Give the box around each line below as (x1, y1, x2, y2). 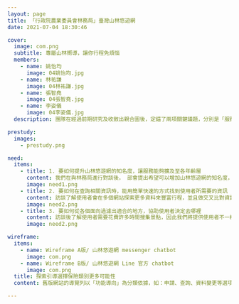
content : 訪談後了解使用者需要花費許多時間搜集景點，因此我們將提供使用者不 (26, 214, 225, 221)
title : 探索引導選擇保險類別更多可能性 (14, 273, 116, 281)
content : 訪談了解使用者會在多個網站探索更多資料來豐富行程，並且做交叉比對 (26, 194, 225, 201)
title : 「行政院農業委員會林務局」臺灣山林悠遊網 (7, 17, 136, 24)
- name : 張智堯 (20, 89, 62, 97)
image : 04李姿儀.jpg (26, 109, 84, 116)
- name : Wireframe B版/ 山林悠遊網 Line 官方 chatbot (20, 260, 174, 267)
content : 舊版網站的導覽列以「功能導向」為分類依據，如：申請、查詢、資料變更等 (14, 280, 223, 287)
